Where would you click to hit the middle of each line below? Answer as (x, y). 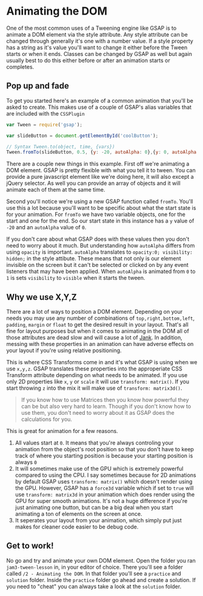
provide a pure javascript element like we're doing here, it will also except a (100, 177)
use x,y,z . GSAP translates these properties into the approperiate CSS (95, 369)
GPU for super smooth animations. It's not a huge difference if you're (101, 501)
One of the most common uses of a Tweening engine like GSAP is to (92, 28)
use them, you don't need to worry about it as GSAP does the (98, 413)
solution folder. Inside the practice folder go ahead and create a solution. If (101, 580)
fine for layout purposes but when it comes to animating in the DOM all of (98, 331)
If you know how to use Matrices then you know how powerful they (105, 400)
